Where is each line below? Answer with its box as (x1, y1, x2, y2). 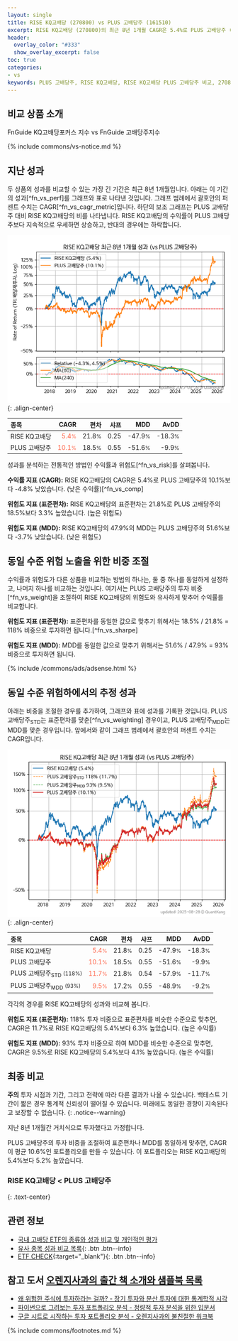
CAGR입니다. (7, 735, 44, 743)
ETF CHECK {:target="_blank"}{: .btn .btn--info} (17, 1251, 156, 1261)
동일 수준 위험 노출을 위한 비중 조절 (7, 555, 149, 568)
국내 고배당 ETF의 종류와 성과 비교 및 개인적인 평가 (17, 1235, 158, 1244)
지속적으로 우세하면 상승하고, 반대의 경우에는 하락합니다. (25, 220, 182, 229)
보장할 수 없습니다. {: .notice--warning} (14, 1109, 126, 1117)
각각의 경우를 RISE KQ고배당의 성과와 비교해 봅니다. (7, 999, 151, 1008)
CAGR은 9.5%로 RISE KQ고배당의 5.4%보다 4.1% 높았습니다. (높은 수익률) (7, 1048, 214, 1056)
